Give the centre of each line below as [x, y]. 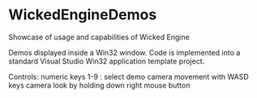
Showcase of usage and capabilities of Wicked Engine [99, 37]
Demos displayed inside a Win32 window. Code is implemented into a [124, 52]
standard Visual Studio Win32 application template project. [107, 61]
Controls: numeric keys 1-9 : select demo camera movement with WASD [128, 76]
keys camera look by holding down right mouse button [99, 85]
